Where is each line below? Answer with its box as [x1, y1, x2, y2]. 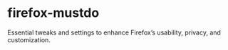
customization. [7, 35, 51, 44]
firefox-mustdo [7, 5, 100, 21]
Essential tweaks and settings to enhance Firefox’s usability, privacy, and [7, 28, 221, 37]
